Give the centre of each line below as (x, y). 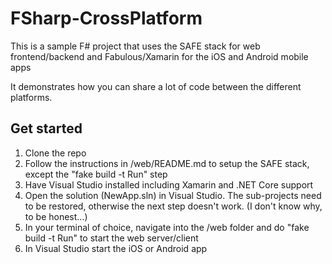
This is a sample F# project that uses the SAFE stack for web (135, 46)
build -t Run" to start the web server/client (111, 238)
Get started (46, 128)
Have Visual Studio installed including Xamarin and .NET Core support (169, 184)
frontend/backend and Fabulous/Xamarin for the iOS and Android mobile (159, 56)
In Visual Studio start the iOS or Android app (116, 248)
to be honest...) (56, 216)
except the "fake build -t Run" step (96, 174)
